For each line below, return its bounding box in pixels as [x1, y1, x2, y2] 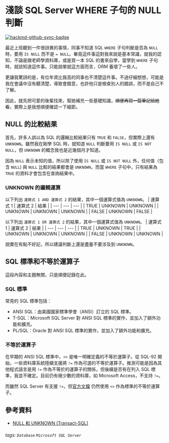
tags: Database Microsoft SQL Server [5, 432, 81, 438]
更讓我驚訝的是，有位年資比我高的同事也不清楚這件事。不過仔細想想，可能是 [5, 74, 164, 80]
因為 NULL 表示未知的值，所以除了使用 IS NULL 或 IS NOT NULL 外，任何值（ [5, 157, 159, 164]
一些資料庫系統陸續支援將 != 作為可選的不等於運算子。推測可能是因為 [14, 360, 158, 366]
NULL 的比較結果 [5, 120, 58, 129]
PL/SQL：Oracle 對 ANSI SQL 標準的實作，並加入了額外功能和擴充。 [12, 328, 154, 334]
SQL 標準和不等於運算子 [5, 258, 79, 266]
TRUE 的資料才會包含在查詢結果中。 [5, 170, 77, 176]
